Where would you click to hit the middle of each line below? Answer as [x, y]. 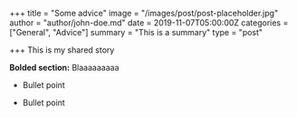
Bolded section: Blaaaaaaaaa [64, 68]
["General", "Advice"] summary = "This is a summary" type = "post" [136, 32]
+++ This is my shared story [62, 50]
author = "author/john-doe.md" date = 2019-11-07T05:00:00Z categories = [149, 23]
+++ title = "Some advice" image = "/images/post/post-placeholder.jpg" [144, 13]
